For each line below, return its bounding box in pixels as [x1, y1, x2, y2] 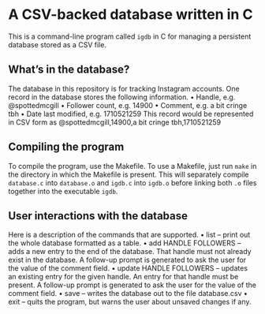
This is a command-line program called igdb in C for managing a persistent [8, 32, 252, 41]
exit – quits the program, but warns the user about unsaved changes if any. [8, 297, 252, 307]
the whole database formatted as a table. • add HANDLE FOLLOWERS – [8, 238, 241, 248]
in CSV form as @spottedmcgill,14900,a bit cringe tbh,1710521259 [8, 117, 222, 127]
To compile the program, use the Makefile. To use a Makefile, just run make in [8, 161, 257, 170]
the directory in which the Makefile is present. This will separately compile [8, 170, 250, 179]
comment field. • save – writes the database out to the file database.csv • [8, 289, 248, 298]
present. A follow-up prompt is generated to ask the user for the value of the [8, 280, 256, 290]
